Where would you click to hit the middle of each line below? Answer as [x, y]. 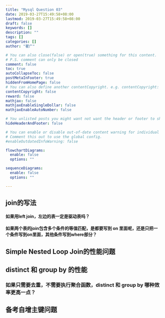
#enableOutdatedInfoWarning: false [42, 141]
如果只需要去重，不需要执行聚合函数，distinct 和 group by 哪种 [80, 285]
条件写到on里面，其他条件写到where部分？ [53, 234]
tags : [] [14, 37]
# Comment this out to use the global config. [54, 137]
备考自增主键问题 [31, 310]
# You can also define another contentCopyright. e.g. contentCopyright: [82, 87]
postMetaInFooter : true [30, 78]
